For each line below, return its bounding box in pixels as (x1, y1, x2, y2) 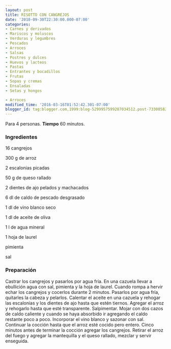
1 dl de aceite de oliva (5, 214, 51, 220)
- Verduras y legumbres (5, 36, 56, 41)
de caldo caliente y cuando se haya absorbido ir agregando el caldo (5, 311, 148, 317)
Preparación (5, 266, 37, 273)
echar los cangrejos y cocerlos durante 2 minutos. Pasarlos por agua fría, (5, 289, 159, 295)
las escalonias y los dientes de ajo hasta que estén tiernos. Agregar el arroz (5, 300, 164, 306)
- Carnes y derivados (5, 27, 51, 32)
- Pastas (5, 64, 24, 69)
